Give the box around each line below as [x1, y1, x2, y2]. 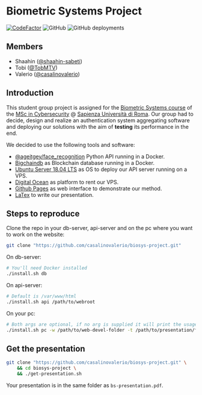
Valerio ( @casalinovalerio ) [14, 70, 80, 78]
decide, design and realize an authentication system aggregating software [6, 116, 191, 124]
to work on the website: [6, 231, 65, 238]
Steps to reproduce [6, 208, 80, 219]
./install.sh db [6, 271, 47, 277]
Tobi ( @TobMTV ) [14, 64, 58, 71]
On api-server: [6, 282, 43, 288]
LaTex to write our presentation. [14, 191, 94, 198]
